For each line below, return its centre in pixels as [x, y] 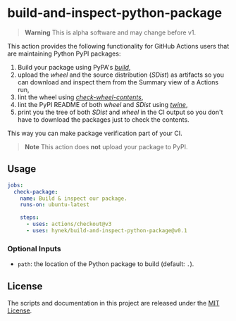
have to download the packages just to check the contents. [103, 119]
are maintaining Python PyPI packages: [64, 53]
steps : [30, 218]
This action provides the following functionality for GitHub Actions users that [118, 46]
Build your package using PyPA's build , [74, 67]
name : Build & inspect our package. [74, 199]
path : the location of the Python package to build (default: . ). [106, 264]
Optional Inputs [34, 248]
